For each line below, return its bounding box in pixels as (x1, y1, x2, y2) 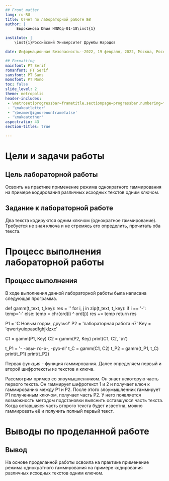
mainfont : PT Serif (5, 63, 46, 68)
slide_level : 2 (5, 86, 37, 92)
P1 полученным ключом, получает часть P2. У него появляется (5, 391, 141, 398)
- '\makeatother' (7, 115, 44, 120)
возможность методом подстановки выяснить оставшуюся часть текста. (5, 397, 163, 403)
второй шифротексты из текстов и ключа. (5, 366, 95, 372)
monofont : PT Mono (5, 77, 44, 82)
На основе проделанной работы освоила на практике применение (5, 459, 149, 465)
